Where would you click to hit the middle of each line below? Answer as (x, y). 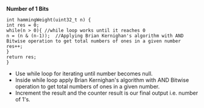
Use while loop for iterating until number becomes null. (84, 73)
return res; (21, 57)
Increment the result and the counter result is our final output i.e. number (107, 93)
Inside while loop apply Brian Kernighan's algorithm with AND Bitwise (102, 80)
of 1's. (23, 99)
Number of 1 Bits (28, 9)
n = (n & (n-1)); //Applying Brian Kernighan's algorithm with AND (95, 36)
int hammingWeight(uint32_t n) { (49, 20)
